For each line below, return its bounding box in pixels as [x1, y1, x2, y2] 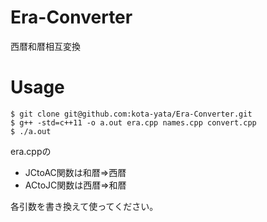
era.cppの [10, 145, 52, 157]
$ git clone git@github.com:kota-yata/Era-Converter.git [10, 109, 253, 119]
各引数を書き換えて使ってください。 [10, 200, 159, 212]
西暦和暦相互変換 [10, 40, 81, 52]
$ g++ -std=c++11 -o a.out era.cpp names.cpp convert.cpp [10, 117, 257, 128]
